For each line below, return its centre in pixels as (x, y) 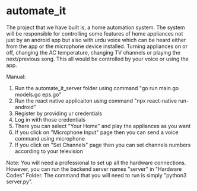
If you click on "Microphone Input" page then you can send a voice (96, 132)
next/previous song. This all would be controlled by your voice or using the (97, 59)
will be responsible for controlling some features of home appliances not (95, 33)
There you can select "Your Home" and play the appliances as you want (103, 126)
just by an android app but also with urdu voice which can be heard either (96, 40)
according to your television (49, 151)
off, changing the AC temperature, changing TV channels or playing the (93, 52)
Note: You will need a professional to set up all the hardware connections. (96, 163)
